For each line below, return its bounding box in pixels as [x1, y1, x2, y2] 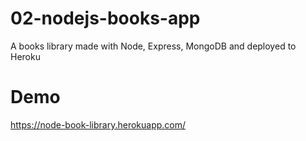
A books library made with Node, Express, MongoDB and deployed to [10, 40, 297, 52]
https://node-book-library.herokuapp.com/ [10, 118, 187, 131]
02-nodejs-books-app [10, 7, 201, 30]
